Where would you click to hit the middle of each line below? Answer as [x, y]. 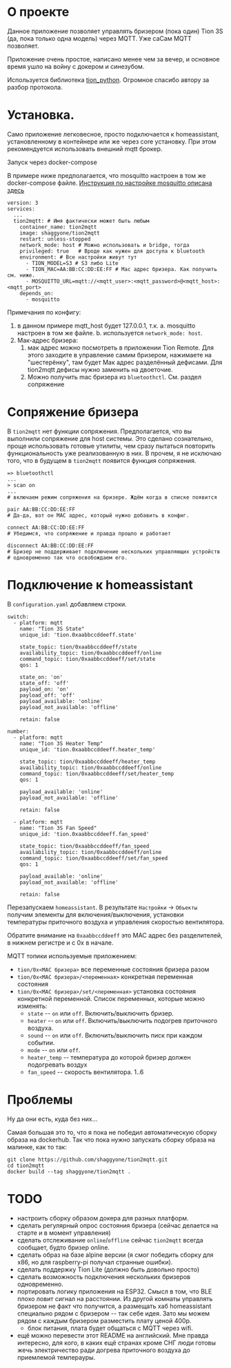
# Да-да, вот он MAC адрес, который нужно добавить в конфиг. [98, 515]
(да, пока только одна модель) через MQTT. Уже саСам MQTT [99, 38]
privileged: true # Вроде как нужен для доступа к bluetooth [112, 251]
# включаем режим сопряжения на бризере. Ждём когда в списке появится [112, 497]
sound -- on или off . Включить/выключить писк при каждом [115, 1035]
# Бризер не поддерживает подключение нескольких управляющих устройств [114, 552]
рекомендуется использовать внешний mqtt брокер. [85, 148]
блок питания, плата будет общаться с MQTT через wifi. [110, 1328]
